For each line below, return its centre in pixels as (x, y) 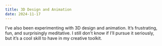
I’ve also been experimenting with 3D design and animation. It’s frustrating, (81, 28)
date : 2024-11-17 (23, 14)
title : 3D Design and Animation (38, 9)
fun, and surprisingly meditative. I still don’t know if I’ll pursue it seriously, (80, 33)
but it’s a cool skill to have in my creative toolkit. (54, 38)
